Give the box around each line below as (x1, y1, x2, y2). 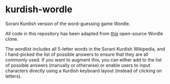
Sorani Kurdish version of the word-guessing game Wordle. (5, 20, 131, 27)
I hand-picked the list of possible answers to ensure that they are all (5, 51, 148, 57)
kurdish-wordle (5, 4, 73, 15)
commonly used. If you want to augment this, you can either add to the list (5, 56, 162, 62)
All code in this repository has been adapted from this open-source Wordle (5, 30, 163, 36)
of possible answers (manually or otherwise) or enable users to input (5, 62, 151, 68)
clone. (5, 36, 19, 42)
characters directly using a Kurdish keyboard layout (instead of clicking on (5, 68, 162, 74)
